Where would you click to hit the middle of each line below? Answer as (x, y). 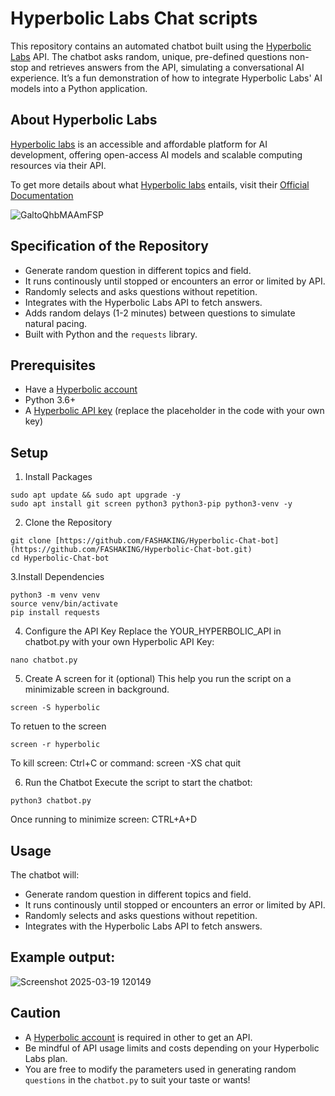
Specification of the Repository (109, 246)
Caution (36, 1013)
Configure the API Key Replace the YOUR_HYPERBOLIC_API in (153, 631)
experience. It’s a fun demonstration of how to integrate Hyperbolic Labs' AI (166, 78)
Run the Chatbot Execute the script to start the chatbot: (138, 783)
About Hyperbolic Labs (84, 120)
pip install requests (55, 613)
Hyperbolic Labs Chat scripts (134, 18)
